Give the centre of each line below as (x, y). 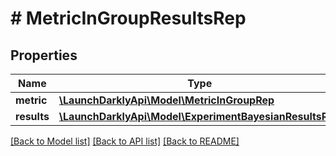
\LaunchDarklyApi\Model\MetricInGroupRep (166, 100)
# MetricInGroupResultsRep (128, 18)
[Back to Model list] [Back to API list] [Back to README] (125, 141)
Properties (44, 55)
